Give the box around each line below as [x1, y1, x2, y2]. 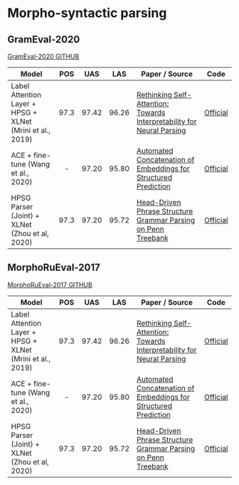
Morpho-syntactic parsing [7, 5, 167, 21]
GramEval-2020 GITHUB [7, 52, 80, 60]
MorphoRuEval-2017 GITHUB [7, 280, 92, 289]
